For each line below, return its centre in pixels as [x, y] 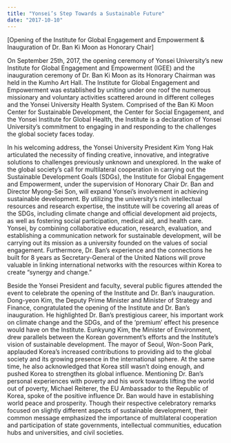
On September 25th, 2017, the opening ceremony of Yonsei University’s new [115, 60]
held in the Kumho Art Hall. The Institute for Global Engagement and [103, 82]
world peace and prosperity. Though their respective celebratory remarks [112, 403]
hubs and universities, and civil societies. [66, 432]
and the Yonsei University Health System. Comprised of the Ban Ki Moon [110, 104]
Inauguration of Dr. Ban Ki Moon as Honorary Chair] [80, 47]
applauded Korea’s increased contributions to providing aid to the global [109, 351]
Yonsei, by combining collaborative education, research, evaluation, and [110, 228]
